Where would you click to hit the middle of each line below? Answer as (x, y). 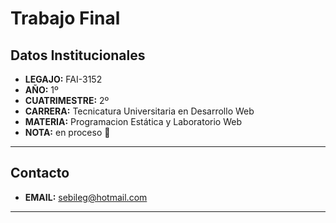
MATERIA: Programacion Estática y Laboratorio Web (133, 121)
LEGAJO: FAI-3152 (63, 79)
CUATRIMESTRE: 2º (67, 100)
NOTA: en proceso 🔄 (67, 132)
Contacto (40, 173)
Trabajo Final (65, 18)
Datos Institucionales (78, 55)
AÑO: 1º (41, 90)
